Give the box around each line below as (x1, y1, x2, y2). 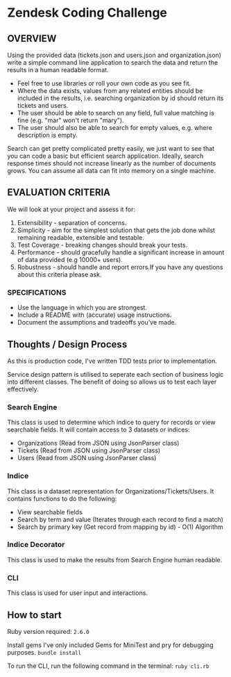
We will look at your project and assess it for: (7, 205, 136, 213)
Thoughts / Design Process (7, 338, 128, 350)
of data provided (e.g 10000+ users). (17, 255, 123, 263)
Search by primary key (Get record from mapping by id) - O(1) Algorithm (17, 523, 223, 531)
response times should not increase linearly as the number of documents (7, 159, 216, 168)
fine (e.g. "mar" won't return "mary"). (17, 116, 124, 124)
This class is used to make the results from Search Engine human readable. (7, 555, 223, 564)
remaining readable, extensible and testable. (17, 233, 144, 241)
